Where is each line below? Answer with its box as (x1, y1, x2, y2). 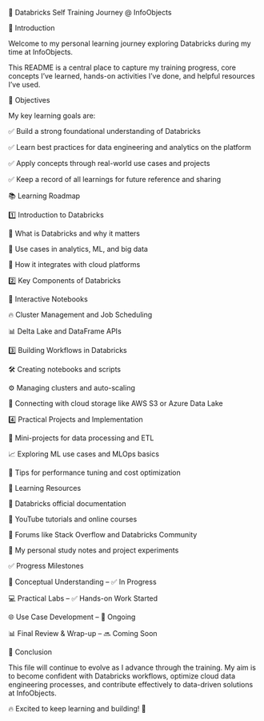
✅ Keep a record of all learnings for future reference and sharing (8, 175, 222, 184)
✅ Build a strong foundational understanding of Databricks (8, 127, 202, 136)
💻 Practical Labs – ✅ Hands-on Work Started (8, 593, 158, 603)
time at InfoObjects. (8, 47, 74, 56)
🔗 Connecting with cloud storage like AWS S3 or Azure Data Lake (8, 399, 224, 408)
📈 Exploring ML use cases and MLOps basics (8, 449, 160, 459)
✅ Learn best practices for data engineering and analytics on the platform (8, 143, 252, 152)
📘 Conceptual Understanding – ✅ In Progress (8, 577, 158, 586)
